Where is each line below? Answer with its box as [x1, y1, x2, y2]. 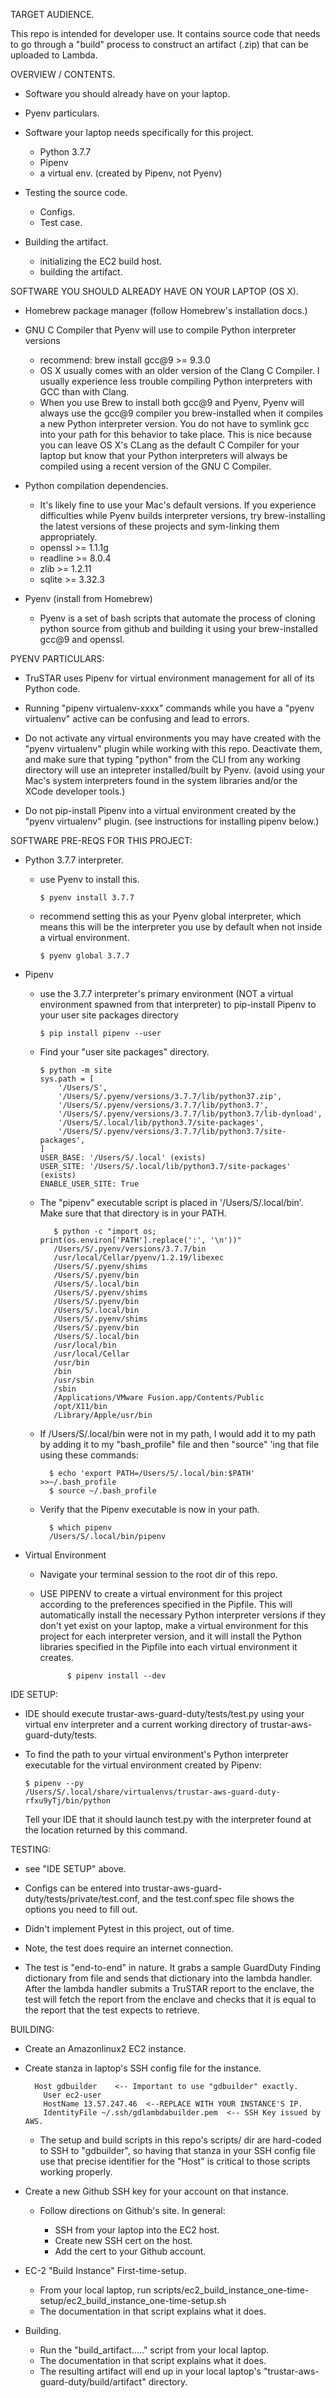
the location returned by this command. [24, 1824, 188, 1836]
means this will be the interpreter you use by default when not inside [39, 921, 323, 933]
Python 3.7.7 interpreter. [24, 854, 124, 866]
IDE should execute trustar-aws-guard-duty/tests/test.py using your [24, 1708, 305, 1719]
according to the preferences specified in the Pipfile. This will [39, 1599, 293, 1610]
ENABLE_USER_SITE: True [39, 1179, 140, 1189]
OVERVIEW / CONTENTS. [10, 69, 116, 80]
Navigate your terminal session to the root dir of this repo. [39, 1569, 278, 1580]
